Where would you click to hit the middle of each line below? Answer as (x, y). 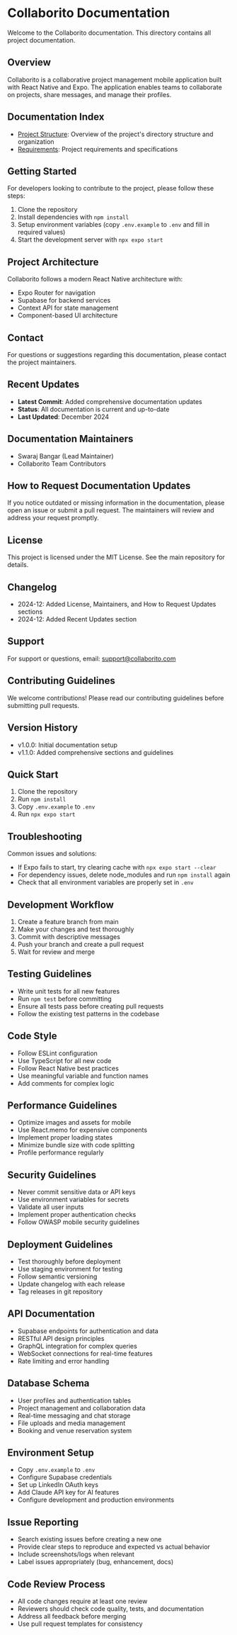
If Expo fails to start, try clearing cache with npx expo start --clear (117, 867)
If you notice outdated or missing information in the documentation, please (116, 503)
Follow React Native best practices (68, 1068)
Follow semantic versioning (57, 1276)
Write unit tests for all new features (69, 991)
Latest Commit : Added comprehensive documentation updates (110, 401)
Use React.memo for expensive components (82, 1130)
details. (18, 565)
